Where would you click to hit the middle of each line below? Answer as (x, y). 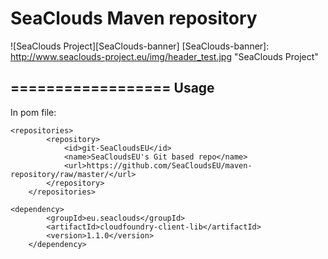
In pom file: (33, 112)
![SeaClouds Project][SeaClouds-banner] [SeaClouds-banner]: (140, 46)
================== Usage (112, 88)
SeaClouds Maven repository (134, 18)
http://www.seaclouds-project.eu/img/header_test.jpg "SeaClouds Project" (164, 56)
